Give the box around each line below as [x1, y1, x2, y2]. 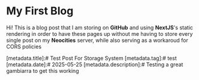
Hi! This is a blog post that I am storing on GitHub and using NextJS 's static [6, 24, 194, 31]
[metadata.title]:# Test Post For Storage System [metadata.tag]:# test [6, 54, 177, 61]
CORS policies [6, 43, 42, 50]
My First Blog [6, 4, 74, 18]
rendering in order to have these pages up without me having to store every [6, 30, 193, 37]
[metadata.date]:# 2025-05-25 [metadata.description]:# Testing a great [6, 61, 183, 68]
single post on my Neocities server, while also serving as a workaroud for [6, 36, 189, 44]
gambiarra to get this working [6, 67, 79, 74]
